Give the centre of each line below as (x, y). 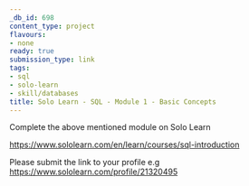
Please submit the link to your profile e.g (85, 163)
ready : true (32, 51)
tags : (19, 69)
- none (22, 43)
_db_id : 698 (32, 18)
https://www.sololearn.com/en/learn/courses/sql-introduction (124, 144)
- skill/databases (44, 93)
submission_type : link (52, 60)
